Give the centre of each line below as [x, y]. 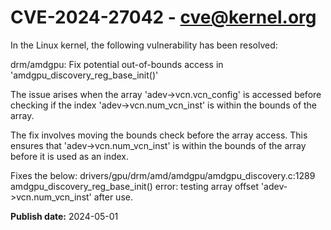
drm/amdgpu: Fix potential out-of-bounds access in [117, 64]
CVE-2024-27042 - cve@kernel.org [163, 17]
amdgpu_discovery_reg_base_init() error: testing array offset [134, 186]
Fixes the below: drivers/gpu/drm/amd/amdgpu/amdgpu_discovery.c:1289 [163, 175]
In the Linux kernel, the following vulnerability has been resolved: [144, 45]
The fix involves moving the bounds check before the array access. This [159, 135]
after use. [113, 197]
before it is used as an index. [70, 156]
